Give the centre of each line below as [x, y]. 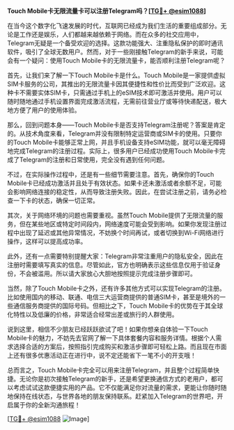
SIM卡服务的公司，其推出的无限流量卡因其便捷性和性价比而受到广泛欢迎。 [114, 84]
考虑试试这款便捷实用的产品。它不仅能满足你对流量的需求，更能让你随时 [117, 388]
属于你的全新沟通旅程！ [47, 405]
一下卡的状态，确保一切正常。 [56, 200]
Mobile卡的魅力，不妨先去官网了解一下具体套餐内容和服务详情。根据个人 [111, 338]
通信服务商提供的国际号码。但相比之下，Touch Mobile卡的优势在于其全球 [118, 306]
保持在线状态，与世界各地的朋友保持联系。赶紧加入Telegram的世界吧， [115, 396]
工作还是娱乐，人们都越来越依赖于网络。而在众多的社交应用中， [111, 34]
